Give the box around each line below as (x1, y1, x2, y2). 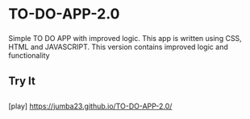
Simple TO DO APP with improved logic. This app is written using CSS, (8, 34, 242, 43)
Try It (8, 74, 36, 88)
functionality (8, 51, 50, 60)
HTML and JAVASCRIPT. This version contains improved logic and (8, 42, 228, 52)
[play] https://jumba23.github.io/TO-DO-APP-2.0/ (8, 101, 173, 111)
